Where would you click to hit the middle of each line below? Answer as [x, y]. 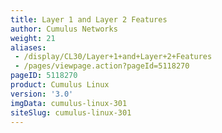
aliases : [28, 47]
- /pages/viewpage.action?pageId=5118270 [102, 66]
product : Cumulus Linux [60, 85]
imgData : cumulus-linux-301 [69, 103]
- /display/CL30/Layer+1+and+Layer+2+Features [113, 57]
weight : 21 [33, 38]
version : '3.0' [42, 94]
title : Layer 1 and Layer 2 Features [89, 19]
